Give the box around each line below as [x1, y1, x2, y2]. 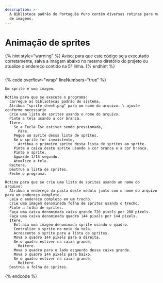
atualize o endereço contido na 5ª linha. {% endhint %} [5, 64, 115, 69]
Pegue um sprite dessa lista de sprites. [14, 133, 98, 138]
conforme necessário [5, 108, 47, 113]
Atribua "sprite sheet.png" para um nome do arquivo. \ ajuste [9, 103, 140, 108]
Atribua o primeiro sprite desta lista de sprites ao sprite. [17, 142, 147, 147]
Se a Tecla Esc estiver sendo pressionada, [14, 125, 103, 130]
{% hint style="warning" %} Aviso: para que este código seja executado [5, 53, 149, 59]
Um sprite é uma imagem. [5, 86, 55, 91]
